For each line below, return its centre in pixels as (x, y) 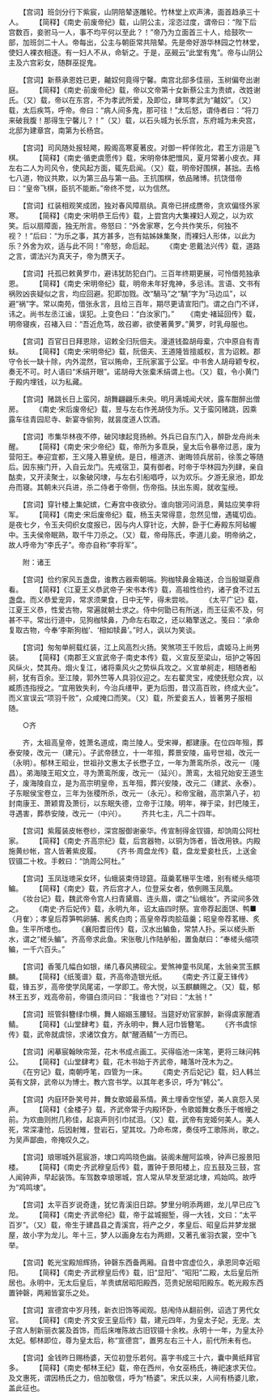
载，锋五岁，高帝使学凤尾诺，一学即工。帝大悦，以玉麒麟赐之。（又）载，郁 (134, 987)
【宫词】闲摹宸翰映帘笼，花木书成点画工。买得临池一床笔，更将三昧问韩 (141, 1051)
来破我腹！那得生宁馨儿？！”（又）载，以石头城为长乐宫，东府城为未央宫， (134, 120)
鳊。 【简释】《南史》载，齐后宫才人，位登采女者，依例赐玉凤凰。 (123, 888)
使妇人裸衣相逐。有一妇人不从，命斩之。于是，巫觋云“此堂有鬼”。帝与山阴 (132, 52)
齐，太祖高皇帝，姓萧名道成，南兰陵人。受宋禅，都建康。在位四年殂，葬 (143, 743)
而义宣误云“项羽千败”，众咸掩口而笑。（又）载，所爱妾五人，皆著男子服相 (130, 698)
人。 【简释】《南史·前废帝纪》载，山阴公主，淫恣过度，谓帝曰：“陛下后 (133, 22)
